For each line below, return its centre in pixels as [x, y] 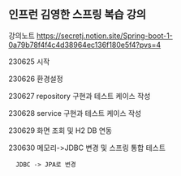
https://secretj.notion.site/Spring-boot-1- [104, 36]
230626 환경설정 [36, 79]
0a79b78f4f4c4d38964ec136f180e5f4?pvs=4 [85, 45]
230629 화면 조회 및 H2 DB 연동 [60, 130]
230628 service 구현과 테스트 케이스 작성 [75, 113]
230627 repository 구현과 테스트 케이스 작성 [80, 96]
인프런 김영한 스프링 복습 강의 [78, 15]
